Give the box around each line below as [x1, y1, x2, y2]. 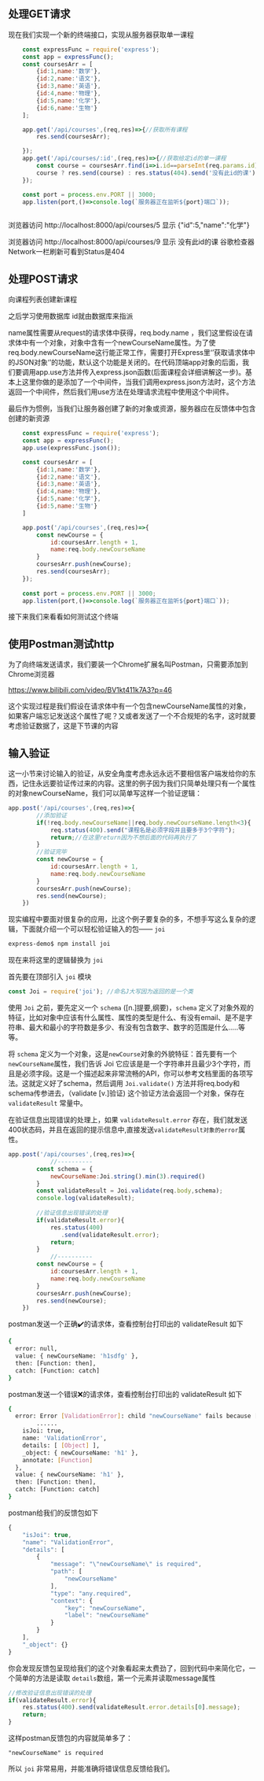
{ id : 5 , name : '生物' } [36, 502, 98, 510]
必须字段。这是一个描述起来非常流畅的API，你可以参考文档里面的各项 [21, 1069, 247, 1078]
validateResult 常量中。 [8, 1099, 88, 1107]
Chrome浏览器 [8, 670, 55, 679]
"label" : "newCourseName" [64, 1612, 149, 1620]
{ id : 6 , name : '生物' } [36, 104, 98, 112]
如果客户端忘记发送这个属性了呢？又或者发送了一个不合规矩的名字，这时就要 [8, 711, 256, 721]
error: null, [15, 1345, 58, 1353]
